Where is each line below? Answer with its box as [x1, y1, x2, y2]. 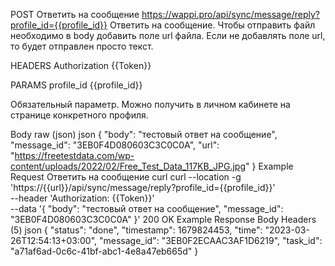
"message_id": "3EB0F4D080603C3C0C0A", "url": [10, 139, 220, 151]
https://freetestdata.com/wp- [14, 150, 135, 161]
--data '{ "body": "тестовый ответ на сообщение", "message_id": [10, 203, 284, 214]
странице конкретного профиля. [10, 109, 149, 121]
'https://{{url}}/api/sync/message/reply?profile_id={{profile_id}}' [10, 182, 276, 193]
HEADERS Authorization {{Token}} [10, 60, 152, 71]
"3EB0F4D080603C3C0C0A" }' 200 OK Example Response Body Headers [10, 214, 317, 225]
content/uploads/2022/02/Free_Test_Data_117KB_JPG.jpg [10, 160, 247, 172]
